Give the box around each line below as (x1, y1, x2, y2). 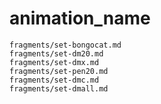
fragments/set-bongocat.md (9, 40, 122, 50)
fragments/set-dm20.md (9, 48, 104, 59)
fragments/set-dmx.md (9, 57, 100, 67)
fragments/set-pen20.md (9, 66, 109, 76)
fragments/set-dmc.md (9, 75, 100, 85)
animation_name (9, 7, 151, 30)
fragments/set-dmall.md (9, 83, 109, 94)
